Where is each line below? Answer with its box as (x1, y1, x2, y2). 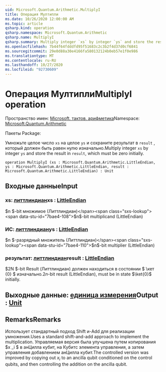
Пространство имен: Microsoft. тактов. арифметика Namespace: (5, 115, 140, 121)
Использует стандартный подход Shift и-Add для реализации (5, 328, 135, 334)
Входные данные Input (5, 182, 78, 191)
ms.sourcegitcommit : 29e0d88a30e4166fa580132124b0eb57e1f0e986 (5, 49, 138, 53)
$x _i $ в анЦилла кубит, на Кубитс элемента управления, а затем (5, 344, 144, 350)
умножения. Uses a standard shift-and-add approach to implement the (5, 334, 149, 340)
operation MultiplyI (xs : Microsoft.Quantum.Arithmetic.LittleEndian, (5, 159, 156, 165)
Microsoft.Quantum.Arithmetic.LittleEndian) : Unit (5, 168, 114, 173)
